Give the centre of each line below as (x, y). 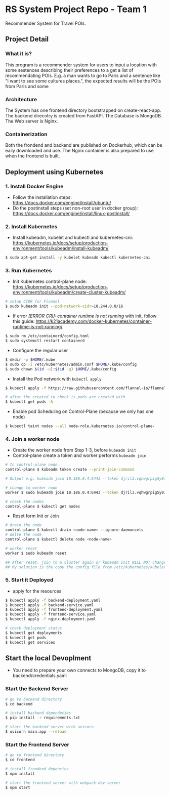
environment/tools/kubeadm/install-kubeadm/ (60, 248)
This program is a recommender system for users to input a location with (81, 65)
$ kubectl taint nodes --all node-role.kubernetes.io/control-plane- (80, 426)
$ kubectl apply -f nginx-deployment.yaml (51, 619)
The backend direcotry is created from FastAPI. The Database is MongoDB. (84, 115)
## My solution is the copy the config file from (59, 567)
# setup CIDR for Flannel (32, 302)
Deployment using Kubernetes (54, 172)
